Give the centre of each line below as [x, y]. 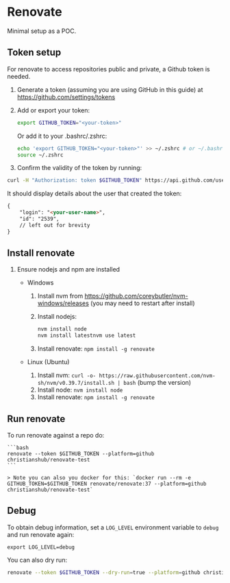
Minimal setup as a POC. [42, 31]
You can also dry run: [37, 560]
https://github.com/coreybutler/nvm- [136, 296]
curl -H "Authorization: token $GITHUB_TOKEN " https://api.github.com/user [117, 180]
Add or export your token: [53, 110]
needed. [19, 76]
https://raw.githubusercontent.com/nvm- [157, 376]
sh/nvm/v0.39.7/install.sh [76, 383]
